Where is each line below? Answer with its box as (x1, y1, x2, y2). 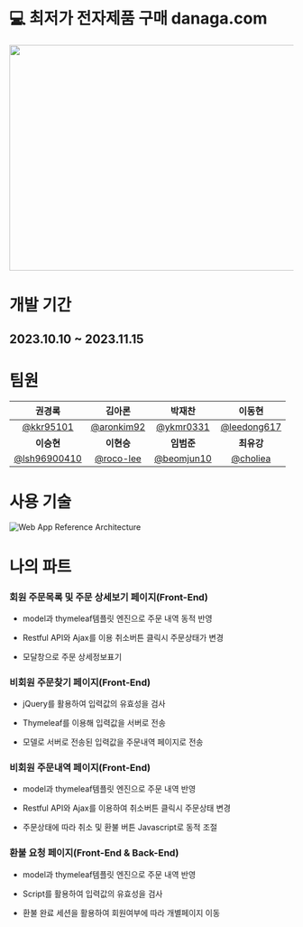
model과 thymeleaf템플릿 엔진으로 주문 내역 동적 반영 (22, 613, 213, 624)
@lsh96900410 (14, 452, 83, 465)
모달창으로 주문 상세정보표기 (22, 651, 123, 662)
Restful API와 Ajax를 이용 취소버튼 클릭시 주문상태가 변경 (22, 632, 224, 643)
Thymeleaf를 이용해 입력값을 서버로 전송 (22, 718, 167, 728)
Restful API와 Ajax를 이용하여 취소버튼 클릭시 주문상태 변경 (22, 802, 232, 813)
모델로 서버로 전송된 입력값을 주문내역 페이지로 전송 (22, 737, 204, 747)
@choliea (231, 452, 271, 465)
